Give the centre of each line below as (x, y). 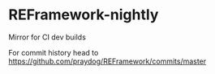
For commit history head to (54, 52)
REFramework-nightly (84, 15)
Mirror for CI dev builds (47, 37)
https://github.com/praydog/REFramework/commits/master (107, 61)
